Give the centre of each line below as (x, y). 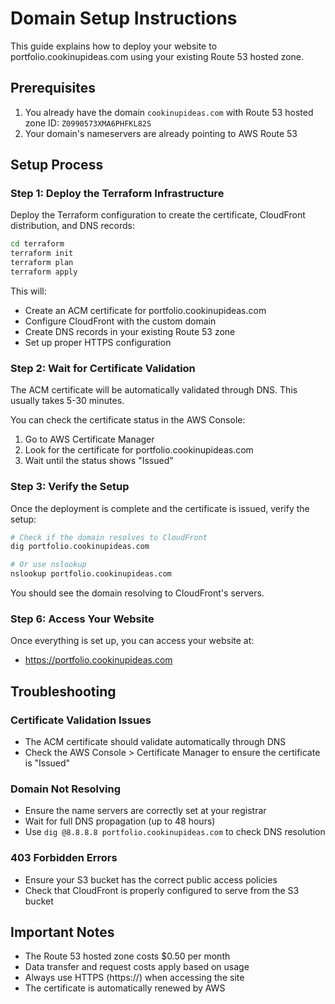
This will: (28, 291)
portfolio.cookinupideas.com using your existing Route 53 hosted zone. (157, 56)
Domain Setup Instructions (124, 18)
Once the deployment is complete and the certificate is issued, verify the (160, 508)
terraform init (42, 253)
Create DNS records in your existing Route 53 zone (130, 331)
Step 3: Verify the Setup (70, 487)
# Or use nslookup (48, 565)
